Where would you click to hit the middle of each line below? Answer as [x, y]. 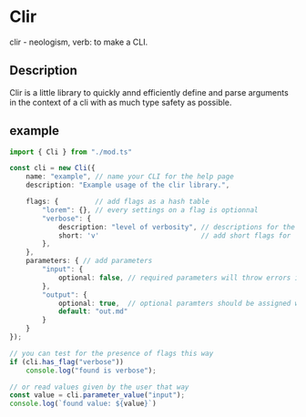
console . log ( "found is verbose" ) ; [91, 371]
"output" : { [65, 295]
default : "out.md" [93, 311]
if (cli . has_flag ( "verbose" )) [67, 361]
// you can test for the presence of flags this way [112, 353]
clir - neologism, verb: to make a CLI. [79, 42]
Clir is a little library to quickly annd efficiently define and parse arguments [149, 92]
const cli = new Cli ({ [52, 168]
